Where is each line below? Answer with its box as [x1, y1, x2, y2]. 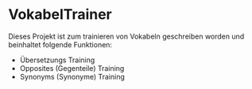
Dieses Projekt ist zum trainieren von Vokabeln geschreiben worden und [8, 32, 245, 41]
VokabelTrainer [8, 6, 113, 24]
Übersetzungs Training [19, 55, 95, 65]
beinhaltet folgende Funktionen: [8, 39, 113, 49]
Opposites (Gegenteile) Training [19, 63, 125, 72]
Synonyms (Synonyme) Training [19, 72, 125, 81]
